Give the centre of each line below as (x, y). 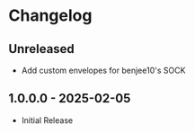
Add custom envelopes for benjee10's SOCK (103, 70)
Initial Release (47, 120)
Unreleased (42, 49)
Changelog (50, 16)
